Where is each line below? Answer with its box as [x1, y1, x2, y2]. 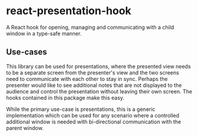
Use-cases [6, 47, 47, 57]
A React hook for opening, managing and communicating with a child [6, 24, 174, 31]
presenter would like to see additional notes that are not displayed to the [6, 81, 182, 89]
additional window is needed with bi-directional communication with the [6, 118, 181, 125]
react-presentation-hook [6, 4, 132, 18]
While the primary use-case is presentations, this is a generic [6, 105, 155, 113]
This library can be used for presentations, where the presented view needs [6, 63, 191, 70]
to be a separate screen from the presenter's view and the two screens [6, 69, 179, 76]
